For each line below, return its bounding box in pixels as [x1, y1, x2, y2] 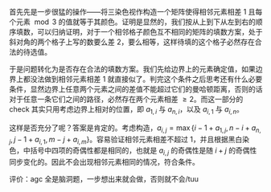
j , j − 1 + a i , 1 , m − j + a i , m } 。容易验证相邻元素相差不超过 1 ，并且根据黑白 [9, 134, 243, 146]
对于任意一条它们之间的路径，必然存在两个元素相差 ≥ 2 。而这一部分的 [9, 95, 244, 104]
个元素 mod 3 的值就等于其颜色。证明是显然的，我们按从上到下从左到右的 [9, 17, 256, 27]
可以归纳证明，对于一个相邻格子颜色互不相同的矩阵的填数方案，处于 [36, 27, 263, 36]
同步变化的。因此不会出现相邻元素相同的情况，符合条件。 [9, 157, 199, 167]
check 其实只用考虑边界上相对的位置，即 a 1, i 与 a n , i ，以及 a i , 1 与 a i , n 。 [9, 104, 244, 116]
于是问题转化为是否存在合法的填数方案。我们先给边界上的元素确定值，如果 [9, 64, 256, 74]
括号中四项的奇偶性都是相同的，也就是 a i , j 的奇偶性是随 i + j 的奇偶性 [30, 145, 257, 157]
